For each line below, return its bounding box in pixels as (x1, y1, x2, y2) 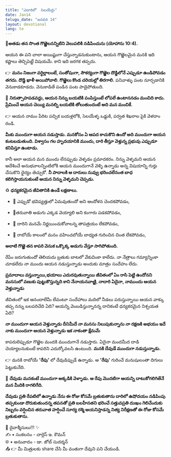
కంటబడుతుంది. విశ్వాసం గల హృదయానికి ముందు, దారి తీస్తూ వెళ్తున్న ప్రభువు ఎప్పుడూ (5, 138, 157, 144)
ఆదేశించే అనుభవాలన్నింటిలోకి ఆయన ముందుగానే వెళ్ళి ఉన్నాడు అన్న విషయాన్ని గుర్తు (5, 163, 157, 169)
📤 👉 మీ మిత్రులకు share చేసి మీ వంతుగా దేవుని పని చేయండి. (5, 446, 120, 452)
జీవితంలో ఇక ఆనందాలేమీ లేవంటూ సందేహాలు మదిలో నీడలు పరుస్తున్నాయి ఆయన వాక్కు (5, 297, 164, 303)
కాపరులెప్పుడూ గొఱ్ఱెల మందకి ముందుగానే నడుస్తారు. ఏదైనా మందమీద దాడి (5, 339, 139, 345)
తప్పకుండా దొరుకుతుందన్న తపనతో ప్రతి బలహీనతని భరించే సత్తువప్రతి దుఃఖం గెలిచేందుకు (5, 400, 163, 406)
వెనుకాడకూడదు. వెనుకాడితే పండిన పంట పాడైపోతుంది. (5, 84, 104, 90)
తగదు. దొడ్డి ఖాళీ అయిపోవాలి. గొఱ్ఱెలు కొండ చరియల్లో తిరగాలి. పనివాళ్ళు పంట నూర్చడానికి (5, 77, 165, 83)
